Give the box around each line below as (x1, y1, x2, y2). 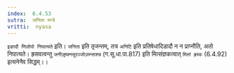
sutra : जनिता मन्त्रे (7, 17, 55, 24)
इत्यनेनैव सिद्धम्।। (7, 58, 49, 66)
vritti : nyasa (7, 23, 52, 30)
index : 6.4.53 (7, 10, 52, 17)
